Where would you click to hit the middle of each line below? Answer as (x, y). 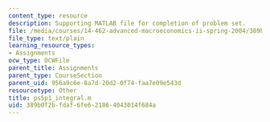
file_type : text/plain (46, 38)
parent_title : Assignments (53, 68)
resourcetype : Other (43, 90)
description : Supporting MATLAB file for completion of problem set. (127, 23)
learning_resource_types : (51, 46)
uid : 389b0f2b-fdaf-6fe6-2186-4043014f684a (82, 105)
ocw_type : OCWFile (39, 61)
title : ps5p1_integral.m (50, 98)
